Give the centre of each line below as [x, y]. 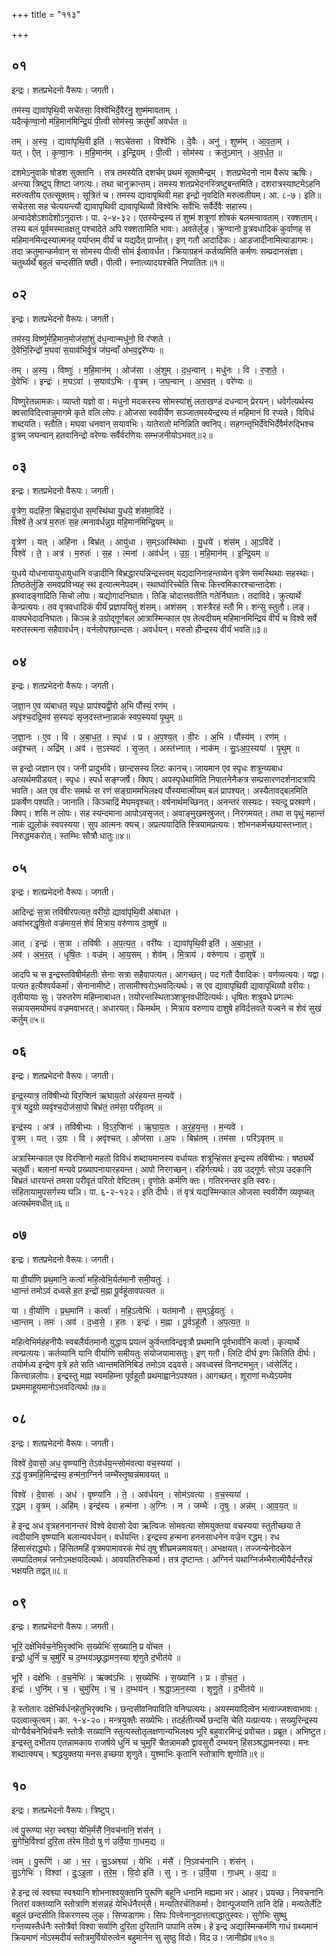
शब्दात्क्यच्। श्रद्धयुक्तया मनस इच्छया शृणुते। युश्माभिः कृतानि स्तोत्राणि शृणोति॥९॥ [137, 1754]
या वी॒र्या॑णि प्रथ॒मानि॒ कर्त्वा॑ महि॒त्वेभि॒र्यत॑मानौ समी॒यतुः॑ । [91, 1279]
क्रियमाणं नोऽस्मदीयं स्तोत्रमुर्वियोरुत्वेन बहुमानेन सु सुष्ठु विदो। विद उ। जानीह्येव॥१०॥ [142, 1938]
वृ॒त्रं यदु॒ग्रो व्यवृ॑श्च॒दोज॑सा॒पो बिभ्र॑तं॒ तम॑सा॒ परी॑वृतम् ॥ [87, 1106]
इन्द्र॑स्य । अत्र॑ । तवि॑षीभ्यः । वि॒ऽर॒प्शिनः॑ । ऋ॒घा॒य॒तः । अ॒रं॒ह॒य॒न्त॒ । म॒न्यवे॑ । [127, 1126]
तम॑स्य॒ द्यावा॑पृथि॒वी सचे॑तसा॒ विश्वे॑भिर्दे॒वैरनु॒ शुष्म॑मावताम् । [95, 110]
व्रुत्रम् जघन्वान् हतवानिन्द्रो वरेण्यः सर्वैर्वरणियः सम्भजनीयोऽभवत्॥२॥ [112, 435]
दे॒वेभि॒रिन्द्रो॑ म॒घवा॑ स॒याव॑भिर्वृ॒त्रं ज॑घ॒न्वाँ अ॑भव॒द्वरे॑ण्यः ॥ [87, 350]
